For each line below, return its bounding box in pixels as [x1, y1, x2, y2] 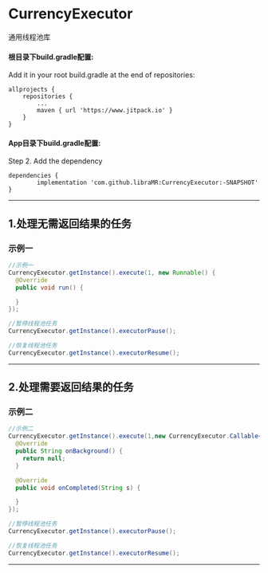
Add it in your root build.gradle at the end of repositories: [8, 70, 195, 80]
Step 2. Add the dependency [8, 156, 103, 166]
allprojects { [8, 85, 56, 94]
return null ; [22, 454, 66, 462]
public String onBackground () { [15, 447, 124, 455]
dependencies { [8, 172, 59, 180]
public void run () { [15, 284, 84, 292]
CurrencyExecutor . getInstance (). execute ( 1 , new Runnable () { [8, 269, 216, 277]
